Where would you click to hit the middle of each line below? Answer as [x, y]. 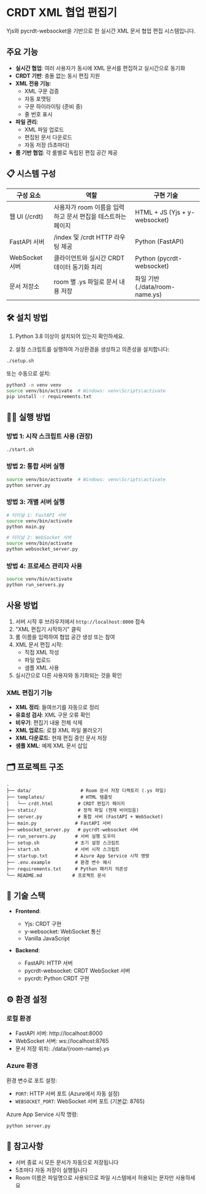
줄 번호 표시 [38, 114]
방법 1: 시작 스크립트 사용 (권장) [50, 436]
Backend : [28, 950]
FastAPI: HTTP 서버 [48, 963]
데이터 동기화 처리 [78, 267]
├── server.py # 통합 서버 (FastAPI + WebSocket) [85, 817]
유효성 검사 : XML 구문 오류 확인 [53, 715]
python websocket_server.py [42, 549]
